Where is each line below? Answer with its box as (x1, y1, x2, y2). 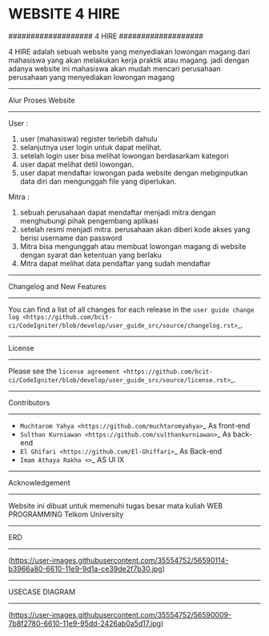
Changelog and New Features (8, 281, 106, 291)
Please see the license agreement (8, 366, 120, 376)
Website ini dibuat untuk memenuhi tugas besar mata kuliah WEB (8, 501, 223, 510)
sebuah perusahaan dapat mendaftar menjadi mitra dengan (19, 207, 216, 217)
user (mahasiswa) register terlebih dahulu (19, 134, 158, 143)
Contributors (8, 397, 50, 407)
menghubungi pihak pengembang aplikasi (19, 215, 159, 225)
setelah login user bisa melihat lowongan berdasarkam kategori (19, 151, 230, 160)
